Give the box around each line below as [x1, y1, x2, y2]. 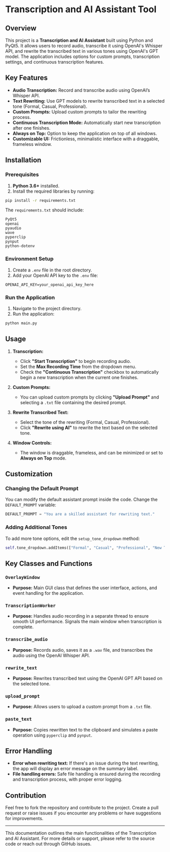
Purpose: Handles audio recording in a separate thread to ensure [12, 613, 149, 619]
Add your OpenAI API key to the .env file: [12, 272, 98, 278]
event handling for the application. [12, 590, 84, 596]
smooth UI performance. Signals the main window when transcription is [12, 619, 162, 625]
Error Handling [5, 746, 52, 755]
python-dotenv [5, 244, 35, 249]
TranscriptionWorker [5, 603, 56, 608]
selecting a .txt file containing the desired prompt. [20, 399, 126, 405]
